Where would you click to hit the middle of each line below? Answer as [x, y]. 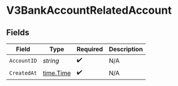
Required [90, 49]
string [51, 60]
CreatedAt [23, 73]
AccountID [23, 61]
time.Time [57, 73]
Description [126, 49]
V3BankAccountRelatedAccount [89, 10]
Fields [18, 33]
